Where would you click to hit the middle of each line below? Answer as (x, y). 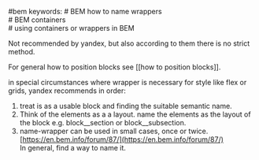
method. (22, 52)
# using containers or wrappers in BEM (72, 28)
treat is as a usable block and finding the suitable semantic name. (126, 106)
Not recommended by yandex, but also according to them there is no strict (129, 43)
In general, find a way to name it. (72, 148)
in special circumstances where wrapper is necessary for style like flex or (128, 82)
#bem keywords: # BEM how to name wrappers (85, 11)
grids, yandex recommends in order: (67, 91)
